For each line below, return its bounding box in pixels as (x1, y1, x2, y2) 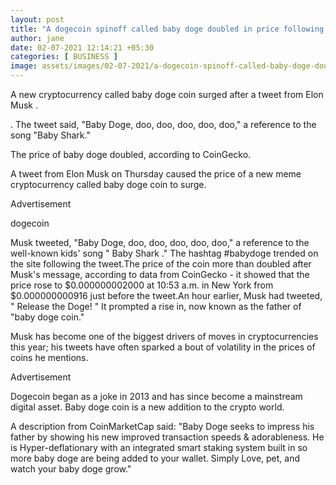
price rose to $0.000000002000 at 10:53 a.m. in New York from (10, 279, 274, 291)
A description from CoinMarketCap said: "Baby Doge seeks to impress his (10, 421, 315, 432)
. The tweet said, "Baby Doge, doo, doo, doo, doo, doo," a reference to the (10, 119, 317, 130)
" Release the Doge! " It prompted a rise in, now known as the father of (10, 301, 302, 312)
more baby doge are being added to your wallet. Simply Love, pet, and (10, 452, 301, 464)
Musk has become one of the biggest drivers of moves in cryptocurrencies (10, 331, 319, 342)
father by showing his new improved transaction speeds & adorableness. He (10, 431, 325, 443)
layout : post (10, 14, 65, 25)
